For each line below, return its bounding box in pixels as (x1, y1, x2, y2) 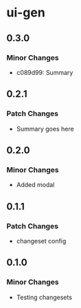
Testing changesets (16, 293, 73, 301)
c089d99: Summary (16, 68, 73, 76)
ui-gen (6, 5, 45, 21)
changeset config (16, 236, 67, 245)
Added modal (16, 181, 55, 189)
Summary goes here (16, 124, 74, 133)
